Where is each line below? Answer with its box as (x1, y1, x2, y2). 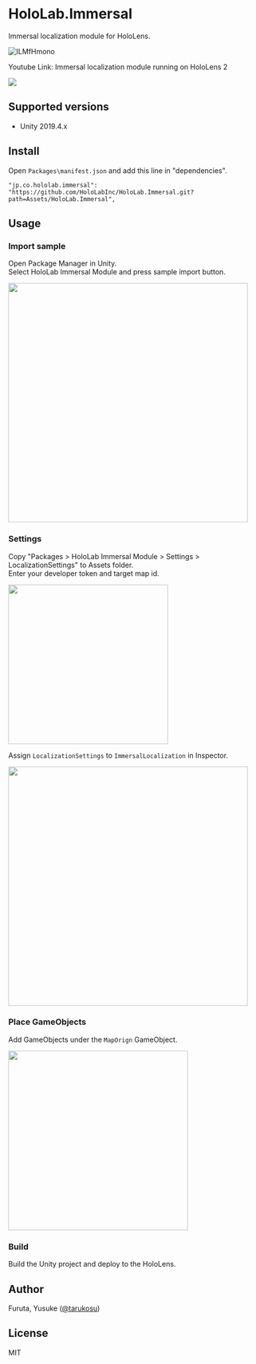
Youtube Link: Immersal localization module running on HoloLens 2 (8, 61, 228, 72)
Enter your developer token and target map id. (8, 568, 160, 578)
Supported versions (8, 101, 109, 114)
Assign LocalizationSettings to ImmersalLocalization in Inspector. (8, 751, 229, 760)
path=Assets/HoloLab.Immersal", (8, 195, 116, 203)
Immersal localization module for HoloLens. (8, 31, 151, 41)
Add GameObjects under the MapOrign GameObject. (8, 1035, 178, 1044)
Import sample (8, 240, 66, 251)
